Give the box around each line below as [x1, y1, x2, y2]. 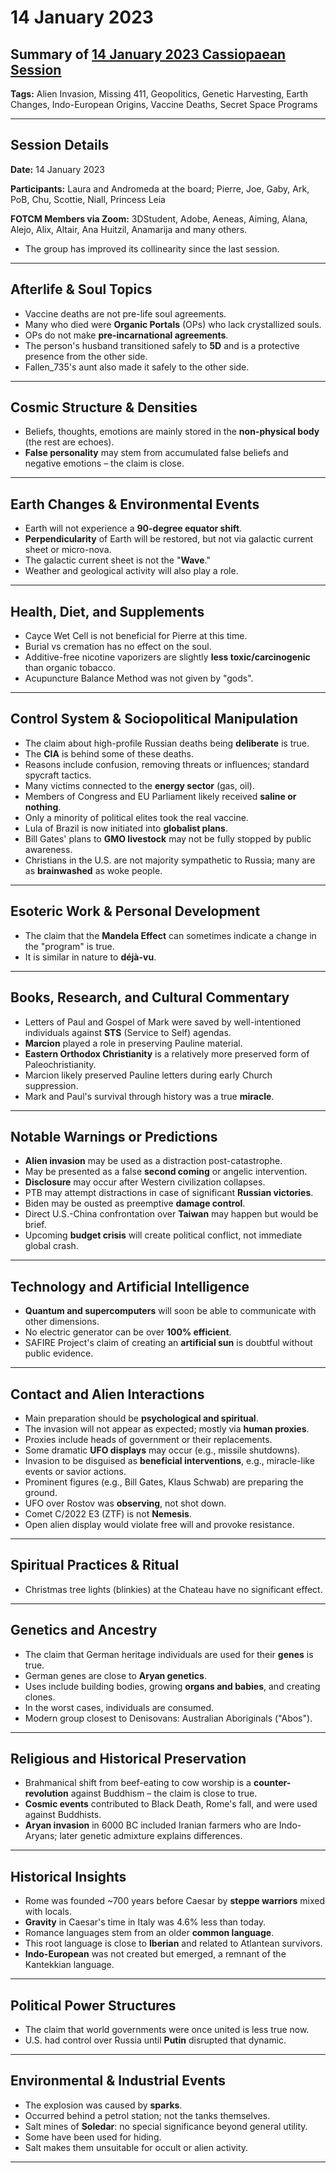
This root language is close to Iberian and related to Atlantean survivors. [24, 1937, 323, 1950]
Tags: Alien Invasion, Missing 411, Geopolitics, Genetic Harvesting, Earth [10, 88, 308, 100]
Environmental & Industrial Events [10, 2072, 226, 2090]
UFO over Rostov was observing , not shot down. [24, 1497, 227, 1509]
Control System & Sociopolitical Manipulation [10, 711, 299, 728]
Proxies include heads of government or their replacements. [24, 1433, 273, 1445]
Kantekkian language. [24, 1959, 115, 1971]
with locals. [24, 1906, 73, 1918]
